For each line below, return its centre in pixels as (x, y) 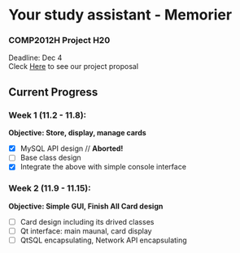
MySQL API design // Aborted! (72, 148)
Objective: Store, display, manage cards (77, 133)
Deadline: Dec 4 (35, 58)
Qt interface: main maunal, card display (86, 231)
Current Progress (53, 92)
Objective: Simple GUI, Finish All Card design (86, 206)
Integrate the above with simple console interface (103, 167)
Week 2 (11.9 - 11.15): (50, 188)
